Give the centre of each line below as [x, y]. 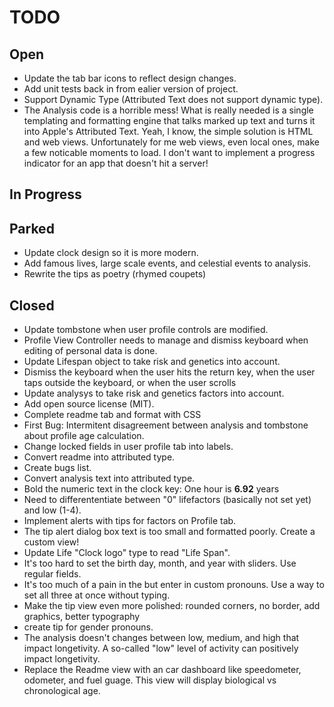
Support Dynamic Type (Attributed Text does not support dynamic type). [173, 99]
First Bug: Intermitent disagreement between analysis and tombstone [166, 425]
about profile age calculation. [84, 436]
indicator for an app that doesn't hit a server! [116, 163]
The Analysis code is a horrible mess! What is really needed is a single [168, 110]
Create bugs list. [57, 468]
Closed [32, 305]
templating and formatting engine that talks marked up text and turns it [169, 120]
